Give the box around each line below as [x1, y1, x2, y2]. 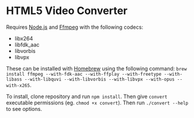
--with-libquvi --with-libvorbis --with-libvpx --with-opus [24, 76, 175, 82]
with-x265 [6, 82, 31, 89]
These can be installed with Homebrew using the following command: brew [6, 65, 187, 72]
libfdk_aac [14, 41, 40, 48]
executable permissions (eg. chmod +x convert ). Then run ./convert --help [6, 99, 189, 106]
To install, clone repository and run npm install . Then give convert [6, 93, 168, 100]
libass [6, 76, 22, 82]
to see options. [6, 105, 42, 112]
